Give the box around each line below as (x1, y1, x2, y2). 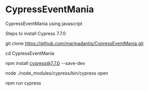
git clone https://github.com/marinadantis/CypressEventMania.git (5, 40, 144, 47)
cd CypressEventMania (5, 50, 55, 56)
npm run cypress (5, 80, 41, 86)
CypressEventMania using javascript (5, 20, 83, 27)
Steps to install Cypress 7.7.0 (5, 30, 66, 36)
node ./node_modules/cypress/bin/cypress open (5, 70, 109, 76)
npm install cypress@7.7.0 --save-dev (5, 60, 86, 66)
